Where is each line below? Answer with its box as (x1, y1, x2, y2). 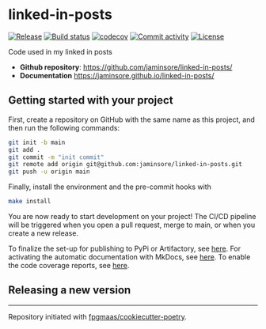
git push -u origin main (8, 168, 90, 176)
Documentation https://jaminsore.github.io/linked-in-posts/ (19, 70, 215, 80)
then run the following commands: (8, 123, 120, 132)
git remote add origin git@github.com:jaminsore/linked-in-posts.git (8, 161, 243, 168)
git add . (8, 146, 41, 153)
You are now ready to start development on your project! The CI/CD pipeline (8, 212, 256, 221)
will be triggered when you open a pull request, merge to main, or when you (8, 220, 256, 229)
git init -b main (8, 138, 66, 146)
